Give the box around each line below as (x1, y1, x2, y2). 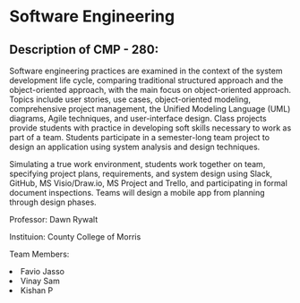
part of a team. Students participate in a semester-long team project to (9, 132, 270, 142)
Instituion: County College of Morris (9, 231, 141, 242)
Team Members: (9, 248, 70, 259)
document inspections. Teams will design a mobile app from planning (9, 188, 266, 198)
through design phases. (9, 197, 97, 207)
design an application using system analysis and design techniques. (9, 141, 261, 152)
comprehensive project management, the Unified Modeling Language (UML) (9, 104, 291, 114)
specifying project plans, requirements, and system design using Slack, (9, 168, 273, 179)
